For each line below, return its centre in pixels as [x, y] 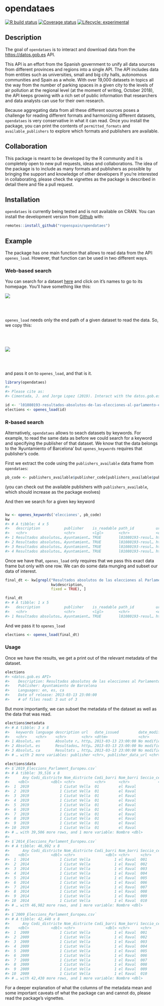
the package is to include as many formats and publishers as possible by [78, 169]
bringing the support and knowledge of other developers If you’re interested [82, 174]
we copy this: [19, 325]
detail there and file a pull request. [40, 184]
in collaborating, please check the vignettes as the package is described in [80, 179]
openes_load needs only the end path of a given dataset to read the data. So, [82, 320]
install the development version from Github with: [54, 217]
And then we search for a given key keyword [50, 502]
